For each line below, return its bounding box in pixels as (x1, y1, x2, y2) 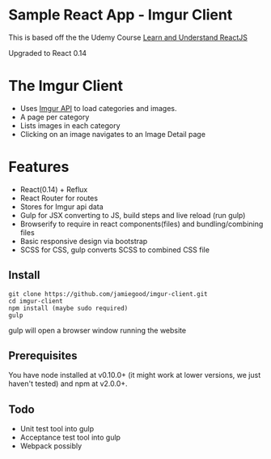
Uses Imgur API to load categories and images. (19, 103, 177, 113)
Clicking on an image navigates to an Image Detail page (19, 129, 206, 139)
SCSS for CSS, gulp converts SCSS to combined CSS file (19, 245, 210, 255)
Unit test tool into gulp (19, 424, 95, 434)
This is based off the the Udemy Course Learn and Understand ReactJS (8, 32, 248, 42)
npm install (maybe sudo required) (8, 304, 129, 312)
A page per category (19, 112, 90, 122)
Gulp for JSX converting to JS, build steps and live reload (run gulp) (19, 210, 246, 220)
